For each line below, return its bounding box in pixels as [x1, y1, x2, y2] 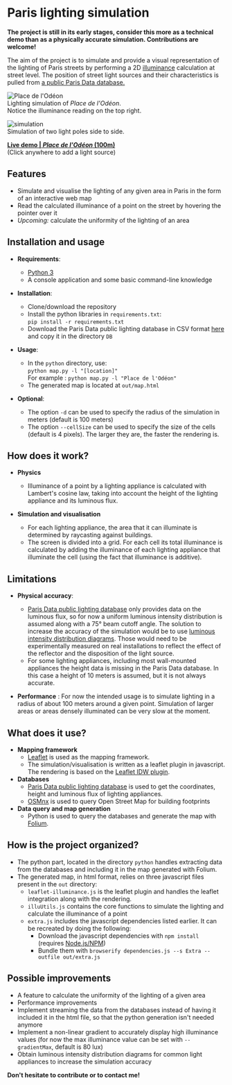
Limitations [7, 573, 57, 584]
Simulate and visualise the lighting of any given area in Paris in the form [17, 186, 222, 195]
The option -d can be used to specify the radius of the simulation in [27, 407, 220, 416]
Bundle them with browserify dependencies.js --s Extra [37, 946, 202, 954]
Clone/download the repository [27, 302, 116, 310]
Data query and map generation [17, 805, 111, 813]
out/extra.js [62, 953, 100, 961]
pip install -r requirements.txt [27, 318, 125, 326]
